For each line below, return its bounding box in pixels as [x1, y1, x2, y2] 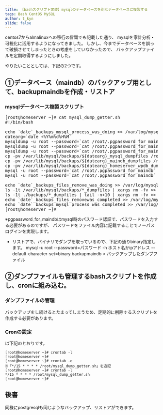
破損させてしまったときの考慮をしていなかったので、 [9, 46, 115, 52]
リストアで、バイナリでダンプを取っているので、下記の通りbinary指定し [12, 238, 156, 245]
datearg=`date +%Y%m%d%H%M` [5, 134, 72, 139]
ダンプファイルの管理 [5, 297, 55, 304]
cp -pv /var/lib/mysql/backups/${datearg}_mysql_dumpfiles [5, 153, 149, 159]
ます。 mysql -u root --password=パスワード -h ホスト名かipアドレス [12, 245, 150, 250]
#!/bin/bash [5, 119, 33, 125]
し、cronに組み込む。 [5, 281, 70, 290]
